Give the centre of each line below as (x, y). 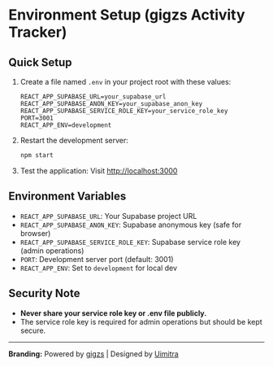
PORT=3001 (37, 118)
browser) (35, 233)
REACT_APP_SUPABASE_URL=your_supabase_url (93, 97)
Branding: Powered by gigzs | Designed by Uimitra (93, 354)
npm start (37, 155)
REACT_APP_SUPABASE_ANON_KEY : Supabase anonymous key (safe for (131, 225)
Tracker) (38, 32)
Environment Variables (67, 197)
